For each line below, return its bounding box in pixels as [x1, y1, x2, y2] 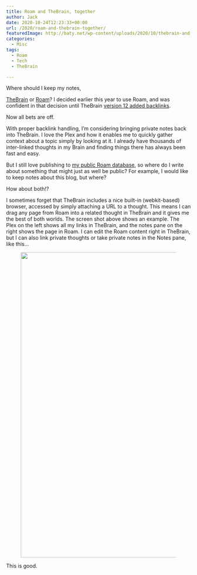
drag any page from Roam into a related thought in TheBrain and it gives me [6, 210, 189, 217]
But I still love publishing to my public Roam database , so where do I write [6, 161, 184, 168]
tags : [6, 47, 19, 53]
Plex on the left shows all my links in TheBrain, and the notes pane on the [6, 222, 183, 229]
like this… [6, 241, 29, 248]
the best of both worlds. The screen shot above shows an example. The [6, 215, 180, 222]
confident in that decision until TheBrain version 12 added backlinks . [6, 102, 171, 109]
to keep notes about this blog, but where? [6, 174, 107, 181]
